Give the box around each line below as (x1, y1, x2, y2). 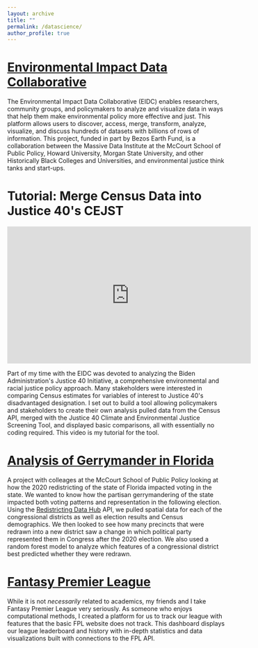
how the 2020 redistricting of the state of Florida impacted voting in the (7, 483, 212, 491)
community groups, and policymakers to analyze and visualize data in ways (7, 105, 224, 113)
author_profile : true (7, 29, 70, 37)
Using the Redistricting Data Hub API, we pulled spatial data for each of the (7, 505, 223, 514)
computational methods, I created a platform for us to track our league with (7, 612, 223, 620)
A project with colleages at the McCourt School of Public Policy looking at (7, 476, 219, 484)
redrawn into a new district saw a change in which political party (7, 528, 192, 536)
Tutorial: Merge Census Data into (7, 189, 202, 204)
